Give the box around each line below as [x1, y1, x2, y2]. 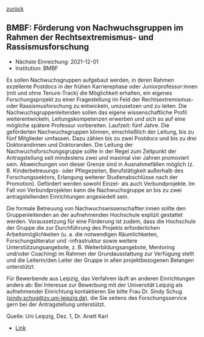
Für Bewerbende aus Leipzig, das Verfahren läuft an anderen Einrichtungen [6, 274, 195, 282]
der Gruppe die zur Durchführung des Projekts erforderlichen [6, 224, 160, 231]
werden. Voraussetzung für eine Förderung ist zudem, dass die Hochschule [6, 218, 196, 225]
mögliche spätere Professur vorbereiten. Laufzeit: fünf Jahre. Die [6, 121, 170, 129]
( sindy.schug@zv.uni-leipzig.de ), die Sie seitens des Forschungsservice [6, 294, 188, 301]
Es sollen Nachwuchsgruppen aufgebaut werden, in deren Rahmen [6, 76, 175, 83]
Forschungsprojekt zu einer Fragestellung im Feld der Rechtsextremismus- [6, 96, 194, 103]
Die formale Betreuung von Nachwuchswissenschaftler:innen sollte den [6, 204, 186, 212]
